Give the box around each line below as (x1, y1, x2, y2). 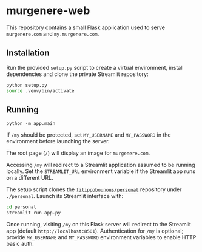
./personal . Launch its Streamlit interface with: (6, 192, 124, 200)
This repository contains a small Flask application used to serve (6, 24, 166, 31)
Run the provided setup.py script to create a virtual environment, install (6, 64, 184, 71)
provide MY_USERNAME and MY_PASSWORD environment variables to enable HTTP (6, 234, 197, 241)
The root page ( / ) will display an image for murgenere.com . (6, 149, 150, 157)
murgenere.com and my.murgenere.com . (6, 30, 99, 37)
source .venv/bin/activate (6, 87, 75, 94)
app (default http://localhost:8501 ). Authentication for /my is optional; (6, 227, 184, 234)
